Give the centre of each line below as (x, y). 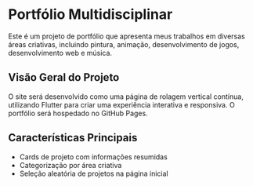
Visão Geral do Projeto (64, 77)
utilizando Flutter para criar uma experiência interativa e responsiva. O (121, 104)
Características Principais (73, 138)
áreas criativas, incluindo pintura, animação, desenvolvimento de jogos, (124, 44)
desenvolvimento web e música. (60, 53)
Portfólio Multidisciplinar (90, 15)
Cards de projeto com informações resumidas (94, 157)
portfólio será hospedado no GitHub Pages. (78, 113)
